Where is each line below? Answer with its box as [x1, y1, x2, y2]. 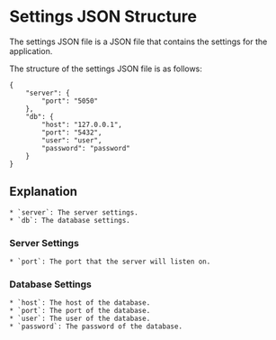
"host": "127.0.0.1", [41, 120, 123, 129]
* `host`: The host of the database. [9, 299, 151, 308]
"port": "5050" [41, 96, 99, 106]
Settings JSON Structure [9, 6, 198, 27]
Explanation [9, 184, 78, 199]
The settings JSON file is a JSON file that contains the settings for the [9, 36, 268, 47]
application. [9, 45, 53, 56]
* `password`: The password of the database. [9, 322, 183, 331]
